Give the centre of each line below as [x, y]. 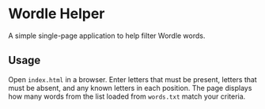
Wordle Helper [57, 14]
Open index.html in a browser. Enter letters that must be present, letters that [132, 79]
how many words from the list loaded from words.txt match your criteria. [127, 96]
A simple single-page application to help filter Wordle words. [107, 36]
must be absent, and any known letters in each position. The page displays [130, 88]
